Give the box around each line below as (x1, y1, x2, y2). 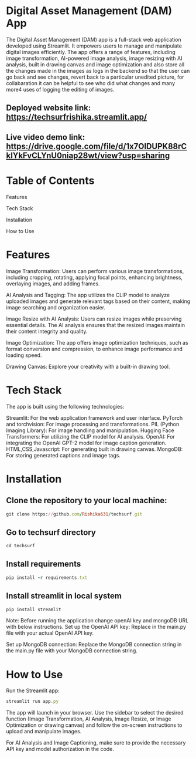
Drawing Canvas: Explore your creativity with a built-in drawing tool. (6, 363, 170, 370)
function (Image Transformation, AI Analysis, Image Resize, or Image (6, 715, 171, 723)
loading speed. (6, 351, 42, 359)
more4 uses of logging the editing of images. (6, 86, 115, 93)
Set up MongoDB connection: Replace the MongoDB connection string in (6, 641, 182, 648)
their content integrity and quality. (6, 328, 88, 335)
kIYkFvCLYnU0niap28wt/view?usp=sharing (6, 150, 170, 160)
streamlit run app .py (6, 699, 59, 705)
